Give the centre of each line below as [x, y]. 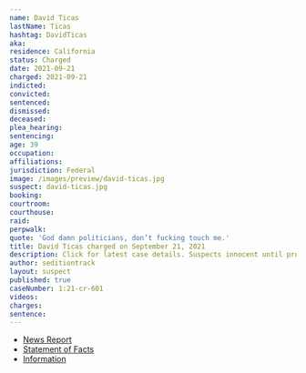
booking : [26, 196]
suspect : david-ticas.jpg [58, 187]
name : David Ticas [44, 18]
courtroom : [30, 204]
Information [44, 359]
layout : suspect [40, 272]
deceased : [28, 119]
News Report [47, 340]
